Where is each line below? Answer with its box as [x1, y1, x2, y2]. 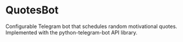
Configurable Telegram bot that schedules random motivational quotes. [5, 23, 178, 30]
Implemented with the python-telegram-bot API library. [5, 29, 138, 36]
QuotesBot [5, 3, 59, 17]
